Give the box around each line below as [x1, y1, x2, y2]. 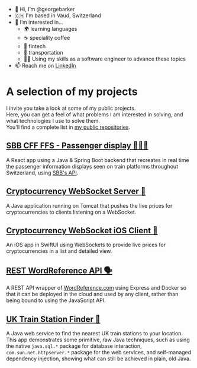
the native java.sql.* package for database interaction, [6, 342, 142, 350]
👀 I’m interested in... [14, 18, 63, 26]
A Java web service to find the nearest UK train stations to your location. [6, 330, 183, 337]
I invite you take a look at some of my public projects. [6, 104, 136, 112]
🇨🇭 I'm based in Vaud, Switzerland [14, 12, 102, 19]
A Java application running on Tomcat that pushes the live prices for [6, 202, 173, 209]
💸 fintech [23, 43, 46, 50]
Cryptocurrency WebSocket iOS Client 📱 [6, 226, 158, 236]
